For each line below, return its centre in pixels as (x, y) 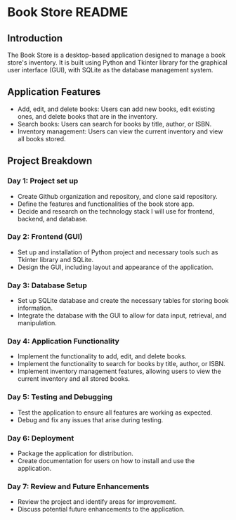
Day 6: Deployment (41, 438)
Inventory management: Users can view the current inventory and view (120, 131)
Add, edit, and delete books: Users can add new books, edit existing (116, 109)
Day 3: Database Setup (47, 285)
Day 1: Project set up (43, 181)
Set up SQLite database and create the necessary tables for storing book (123, 301)
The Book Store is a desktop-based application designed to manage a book (117, 55)
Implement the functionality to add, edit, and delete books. (102, 356)
